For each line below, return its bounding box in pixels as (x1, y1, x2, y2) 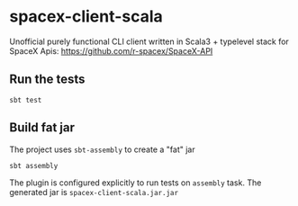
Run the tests (9, 72, 86, 87)
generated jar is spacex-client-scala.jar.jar (9, 186, 178, 197)
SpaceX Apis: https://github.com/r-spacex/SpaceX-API (9, 45, 213, 56)
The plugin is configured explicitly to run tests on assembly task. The (9, 177, 262, 188)
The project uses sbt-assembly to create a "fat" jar (9, 144, 195, 155)
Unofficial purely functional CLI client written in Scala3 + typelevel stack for (9, 36, 290, 47)
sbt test (9, 95, 42, 104)
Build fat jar (9, 120, 75, 136)
